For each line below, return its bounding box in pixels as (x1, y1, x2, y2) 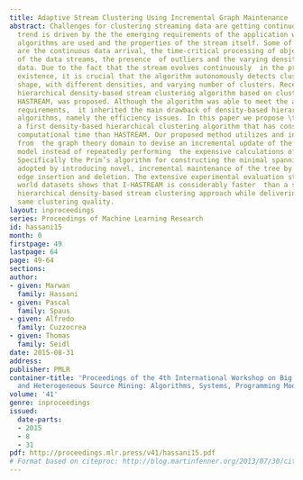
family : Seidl (17, 340, 70, 349)
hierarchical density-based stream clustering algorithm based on (17, 88, 272, 97)
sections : (9, 265, 47, 274)
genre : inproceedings (9, 398, 91, 408)
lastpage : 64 (9, 248, 59, 257)
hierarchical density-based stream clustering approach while (17, 189, 256, 198)
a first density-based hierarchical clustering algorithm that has (17, 122, 277, 131)
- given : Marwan (9, 281, 70, 290)
